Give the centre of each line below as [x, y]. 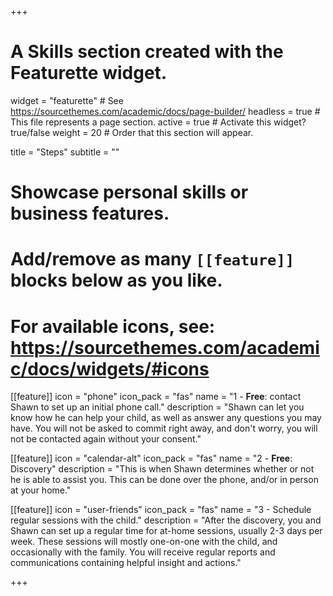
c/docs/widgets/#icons [110, 368]
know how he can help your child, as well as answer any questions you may [166, 418]
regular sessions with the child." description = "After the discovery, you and [166, 520]
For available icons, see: [113, 326]
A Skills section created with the [147, 52]
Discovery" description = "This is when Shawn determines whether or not [162, 469]
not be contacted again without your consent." [106, 439]
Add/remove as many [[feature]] [152, 259]
